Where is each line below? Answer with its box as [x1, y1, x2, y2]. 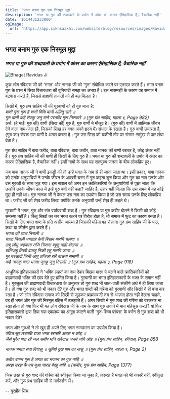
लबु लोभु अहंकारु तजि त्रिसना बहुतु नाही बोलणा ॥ [5, 242, 82, 248]
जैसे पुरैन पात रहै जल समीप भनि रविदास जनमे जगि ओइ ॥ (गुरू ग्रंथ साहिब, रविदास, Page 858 [5, 336, 158, 342]
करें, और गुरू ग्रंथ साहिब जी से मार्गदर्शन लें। [5, 378, 74, 384]
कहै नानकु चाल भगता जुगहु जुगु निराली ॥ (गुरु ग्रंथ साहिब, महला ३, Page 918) [5, 259, 133, 265]
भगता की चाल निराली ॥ [5, 230, 43, 236]
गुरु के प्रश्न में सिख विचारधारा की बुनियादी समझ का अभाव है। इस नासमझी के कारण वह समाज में [5, 87, 157, 93]
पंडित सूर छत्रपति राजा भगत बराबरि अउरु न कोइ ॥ [5, 330, 86, 336]
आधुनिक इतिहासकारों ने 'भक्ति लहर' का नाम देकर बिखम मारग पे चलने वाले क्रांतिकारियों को [5, 269, 149, 275]
